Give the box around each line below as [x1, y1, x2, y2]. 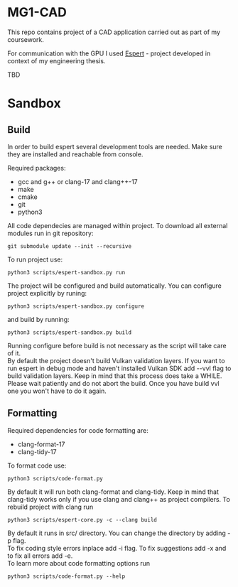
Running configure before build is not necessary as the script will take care [7, 341, 227, 350]
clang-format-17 [17, 440, 65, 448]
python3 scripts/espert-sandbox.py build [7, 328, 132, 336]
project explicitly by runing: [7, 289, 87, 297]
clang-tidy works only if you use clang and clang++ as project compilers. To [7, 495, 231, 503]
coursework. [7, 35, 45, 43]
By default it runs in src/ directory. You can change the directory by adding [7, 529, 226, 537]
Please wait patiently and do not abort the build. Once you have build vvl [7, 379, 220, 387]
